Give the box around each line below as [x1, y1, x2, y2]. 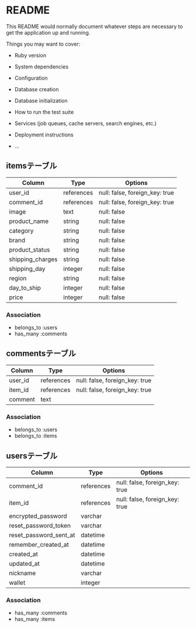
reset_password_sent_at [9, 531, 75, 539]
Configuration [14, 74, 48, 81]
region [9, 274, 27, 282]
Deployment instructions [14, 131, 74, 138]
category [9, 227, 34, 235]
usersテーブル [6, 451, 58, 461]
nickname [9, 569, 36, 577]
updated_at [9, 560, 40, 568]
